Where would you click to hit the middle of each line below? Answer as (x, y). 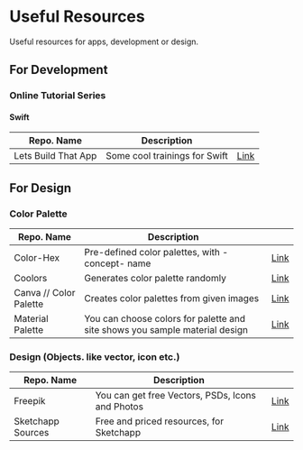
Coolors (31, 279)
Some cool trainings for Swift (166, 156)
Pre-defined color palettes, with (152, 253)
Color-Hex (37, 258)
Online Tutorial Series (58, 96)
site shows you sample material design (166, 330)
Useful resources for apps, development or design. (104, 41)
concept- (105, 263)
